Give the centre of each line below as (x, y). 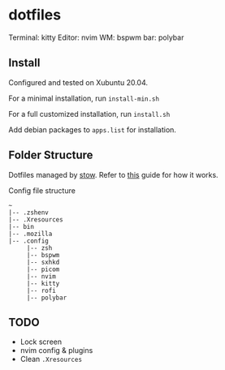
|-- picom (43, 269)
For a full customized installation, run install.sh (89, 114)
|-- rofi (41, 290)
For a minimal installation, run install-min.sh (84, 98)
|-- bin (22, 226)
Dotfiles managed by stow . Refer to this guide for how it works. (113, 174)
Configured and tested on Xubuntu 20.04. (78, 82)
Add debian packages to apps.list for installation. (93, 129)
